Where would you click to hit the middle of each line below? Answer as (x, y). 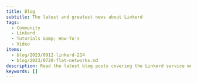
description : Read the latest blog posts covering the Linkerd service (95, 66)
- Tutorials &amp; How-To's (46, 39)
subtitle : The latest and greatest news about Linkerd (74, 17)
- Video (21, 44)
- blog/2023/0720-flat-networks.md (55, 60)
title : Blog (21, 11)
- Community (26, 28)
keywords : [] (22, 71)
